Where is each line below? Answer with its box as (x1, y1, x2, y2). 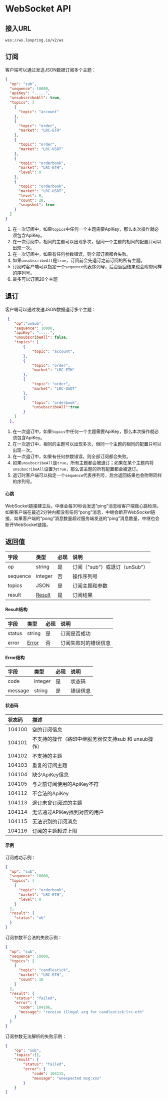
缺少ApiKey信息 (32, 771, 69, 778)
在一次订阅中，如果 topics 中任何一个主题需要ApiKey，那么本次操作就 (12, 226, 154, 232)
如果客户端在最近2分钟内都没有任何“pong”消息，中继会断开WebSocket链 (5, 509, 155, 515)
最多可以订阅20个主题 (12, 276, 58, 282)
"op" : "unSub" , (14, 321, 43, 326)
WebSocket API (5, 3, 71, 15)
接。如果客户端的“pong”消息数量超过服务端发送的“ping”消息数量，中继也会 (5, 515, 160, 521)
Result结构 (5, 607, 28, 613)
